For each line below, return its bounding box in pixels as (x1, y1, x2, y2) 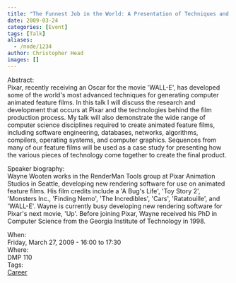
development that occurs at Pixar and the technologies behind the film (7, 105, 212, 114)
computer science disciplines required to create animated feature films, (7, 121, 216, 129)
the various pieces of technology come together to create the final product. (7, 150, 227, 159)
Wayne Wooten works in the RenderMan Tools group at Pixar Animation (7, 171, 216, 180)
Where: (7, 245, 29, 254)
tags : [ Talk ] (7, 30, 46, 37)
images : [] (7, 56, 40, 64)
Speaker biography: (7, 164, 65, 173)
